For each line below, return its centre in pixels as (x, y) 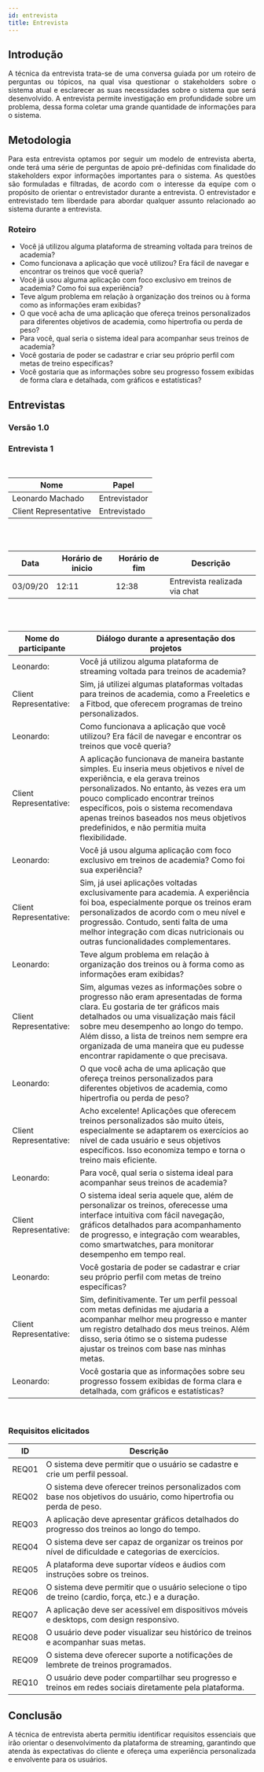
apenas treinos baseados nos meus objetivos (163, 818)
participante (42, 648)
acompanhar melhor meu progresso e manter (163, 1320)
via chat (184, 591)
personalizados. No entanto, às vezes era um (163, 789)
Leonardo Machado (48, 499)
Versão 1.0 (29, 427)
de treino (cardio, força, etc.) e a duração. (123, 1597)
